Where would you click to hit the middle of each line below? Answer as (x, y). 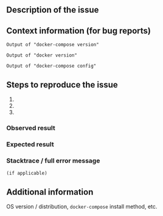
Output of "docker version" (42, 55)
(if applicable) (27, 173)
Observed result (31, 128)
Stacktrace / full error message (53, 161)
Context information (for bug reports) (78, 31)
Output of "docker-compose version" (53, 45)
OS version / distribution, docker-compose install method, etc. (82, 206)
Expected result (30, 144)
